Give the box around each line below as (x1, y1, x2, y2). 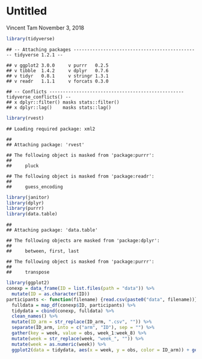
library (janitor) (6, 194, 50, 200)
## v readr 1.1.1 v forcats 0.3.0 (6, 78, 109, 84)
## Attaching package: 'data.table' (6, 227, 98, 233)
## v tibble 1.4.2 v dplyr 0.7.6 (6, 67, 109, 73)
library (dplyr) (6, 200, 44, 206)
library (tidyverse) (6, 35, 55, 41)
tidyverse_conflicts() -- (6, 94, 71, 100)
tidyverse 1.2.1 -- (14, 52, 63, 58)
